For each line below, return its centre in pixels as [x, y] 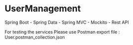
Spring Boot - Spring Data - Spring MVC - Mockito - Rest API [67, 22]
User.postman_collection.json [35, 37]
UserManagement [43, 9]
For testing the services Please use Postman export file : [62, 32]
